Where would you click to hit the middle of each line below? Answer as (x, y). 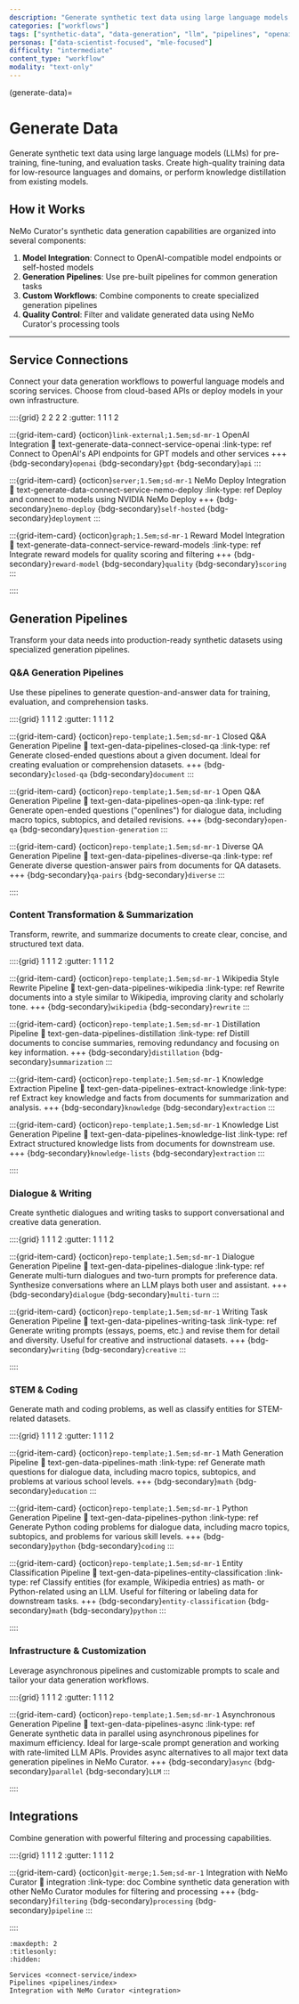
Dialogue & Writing (50, 1193)
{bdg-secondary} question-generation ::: (93, 829)
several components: (48, 240)
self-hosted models (58, 267)
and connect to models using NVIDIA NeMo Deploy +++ (112, 499)
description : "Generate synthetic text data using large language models (149, 17)
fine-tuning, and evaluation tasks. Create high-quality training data (163, 162)
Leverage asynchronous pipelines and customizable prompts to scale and (145, 1670)
